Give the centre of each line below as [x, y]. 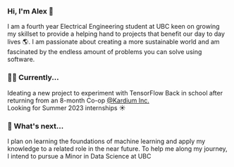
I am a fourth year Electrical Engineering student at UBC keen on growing [113, 27]
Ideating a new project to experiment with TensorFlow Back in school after [115, 93]
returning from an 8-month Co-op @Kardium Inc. [79, 100]
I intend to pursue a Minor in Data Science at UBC [79, 156]
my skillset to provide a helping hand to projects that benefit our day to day [116, 34]
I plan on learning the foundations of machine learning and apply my [106, 141]
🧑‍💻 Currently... [33, 78]
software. [21, 60]
